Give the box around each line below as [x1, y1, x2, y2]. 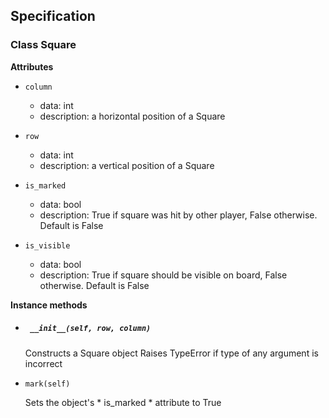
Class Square [10, 38, 77, 52]
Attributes [10, 60, 54, 73]
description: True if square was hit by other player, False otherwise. [39, 209, 318, 221]
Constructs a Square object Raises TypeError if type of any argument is [24, 347, 319, 359]
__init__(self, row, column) [29, 324, 152, 334]
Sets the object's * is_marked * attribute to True [24, 396, 222, 408]
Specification [10, 8, 96, 25]
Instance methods [10, 299, 88, 311]
